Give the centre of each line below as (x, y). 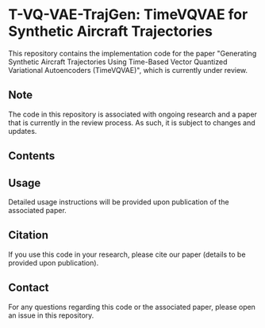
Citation (29, 235)
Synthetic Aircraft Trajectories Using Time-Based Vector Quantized (118, 62)
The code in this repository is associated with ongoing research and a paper (133, 114)
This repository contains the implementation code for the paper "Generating (132, 53)
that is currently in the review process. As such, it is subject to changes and (132, 122)
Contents (32, 156)
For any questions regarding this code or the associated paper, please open (132, 307)
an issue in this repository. (51, 315)
